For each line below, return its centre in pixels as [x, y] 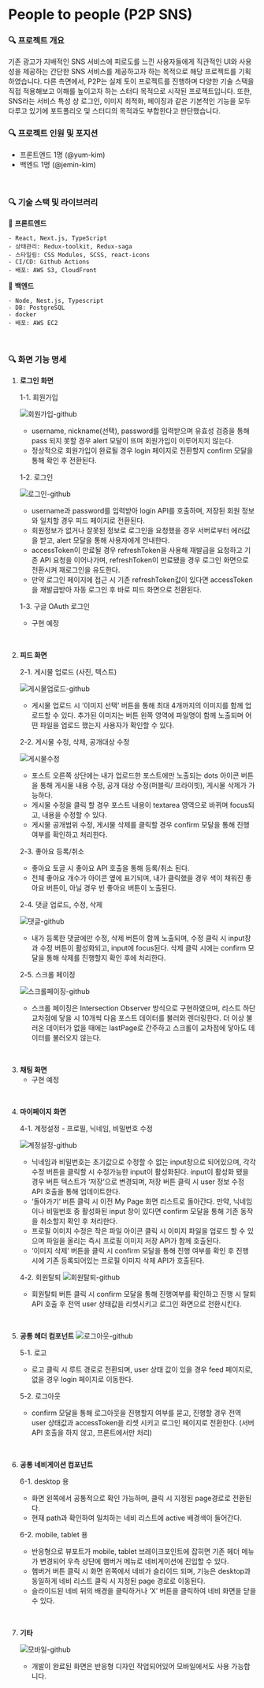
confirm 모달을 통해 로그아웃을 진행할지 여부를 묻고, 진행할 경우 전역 [136, 1413]
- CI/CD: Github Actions [49, 262]
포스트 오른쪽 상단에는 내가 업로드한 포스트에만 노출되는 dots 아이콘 [135, 775]
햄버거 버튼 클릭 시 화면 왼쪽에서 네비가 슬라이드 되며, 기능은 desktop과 [141, 1571]
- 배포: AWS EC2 [33, 323]
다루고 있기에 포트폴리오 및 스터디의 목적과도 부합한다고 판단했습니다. [114, 111]
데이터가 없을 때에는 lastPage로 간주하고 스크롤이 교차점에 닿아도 [146, 1028]
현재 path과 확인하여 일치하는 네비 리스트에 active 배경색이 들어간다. [137, 1518]
